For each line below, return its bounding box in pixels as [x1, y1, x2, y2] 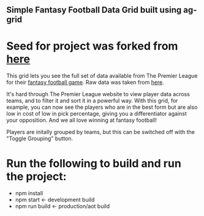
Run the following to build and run [6, 156, 182, 170]
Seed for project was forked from [6, 39, 178, 53]
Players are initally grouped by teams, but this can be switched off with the [6, 128, 195, 136]
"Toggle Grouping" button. [6, 135, 74, 143]
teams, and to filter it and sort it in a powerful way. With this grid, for [6, 97, 178, 105]
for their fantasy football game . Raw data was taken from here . [6, 79, 164, 86]
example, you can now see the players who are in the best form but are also [6, 103, 198, 111]
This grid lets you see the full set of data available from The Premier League [6, 72, 198, 80]
